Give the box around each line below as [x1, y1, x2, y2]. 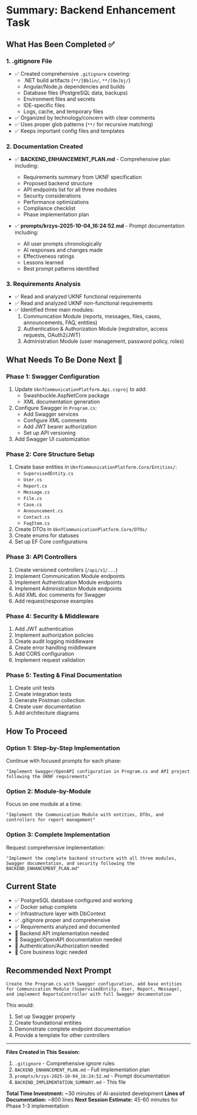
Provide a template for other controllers [14, 1032, 110, 1039]
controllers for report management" [6, 817, 96, 823]
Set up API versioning [23, 429, 76, 437]
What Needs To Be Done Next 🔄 [6, 355, 123, 365]
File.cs [23, 496, 42, 502]
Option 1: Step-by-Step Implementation [6, 744, 120, 752]
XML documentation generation [23, 398, 100, 405]
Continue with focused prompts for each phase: [6, 757, 122, 764]
